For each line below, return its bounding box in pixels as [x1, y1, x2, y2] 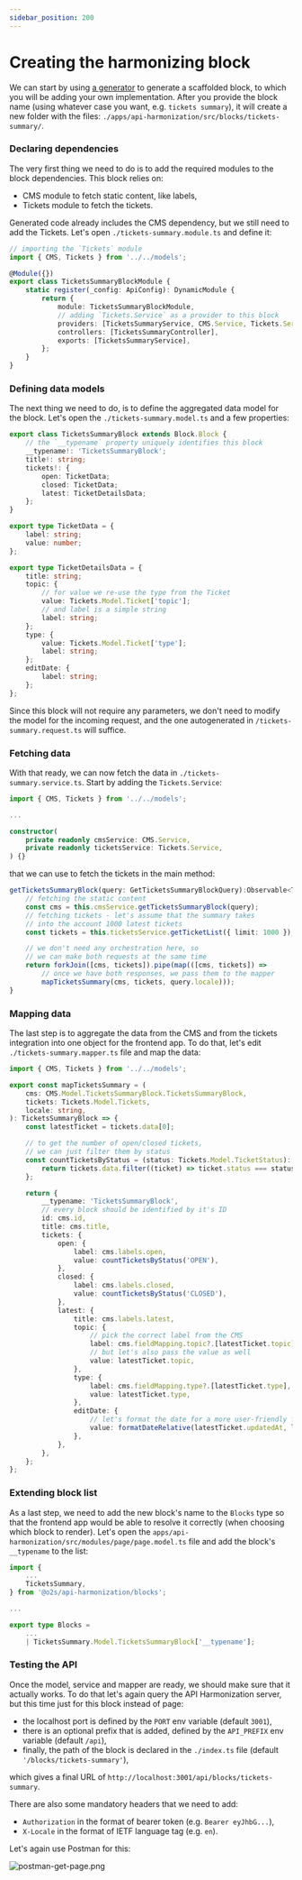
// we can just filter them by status [25, 1147, 171, 1156]
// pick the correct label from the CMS [89, 1331, 244, 1340]
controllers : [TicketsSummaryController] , [57, 327, 219, 336]
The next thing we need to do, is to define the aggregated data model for [9, 403, 280, 414]
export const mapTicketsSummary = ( [9, 1080, 147, 1089]
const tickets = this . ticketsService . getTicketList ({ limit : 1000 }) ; [25, 928, 296, 937]
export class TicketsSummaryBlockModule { [9, 277, 171, 287]
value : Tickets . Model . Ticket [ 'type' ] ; [41, 638, 187, 647]
